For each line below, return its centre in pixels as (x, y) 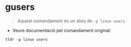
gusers (20, 7)
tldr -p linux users (27, 39)
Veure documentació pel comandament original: (62, 30)
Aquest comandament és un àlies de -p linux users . (71, 21)
